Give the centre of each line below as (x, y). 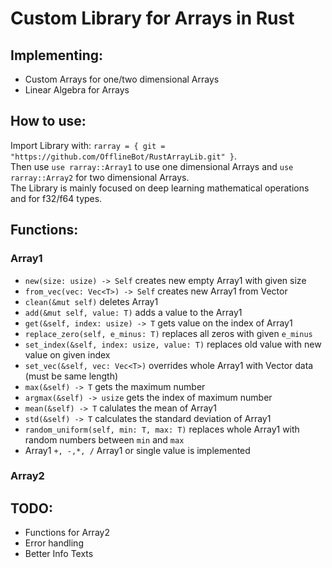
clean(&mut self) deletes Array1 (91, 301)
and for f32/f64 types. (56, 198)
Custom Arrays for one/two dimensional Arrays (122, 79)
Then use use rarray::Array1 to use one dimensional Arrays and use (152, 166)
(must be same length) (71, 376)
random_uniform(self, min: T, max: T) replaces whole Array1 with (162, 429)
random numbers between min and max (104, 439)
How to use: (48, 121)
